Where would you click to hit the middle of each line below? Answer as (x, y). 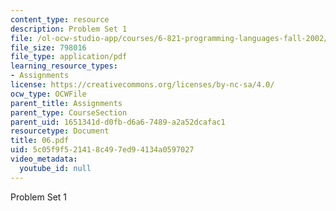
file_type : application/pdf (69, 57)
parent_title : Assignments (66, 103)
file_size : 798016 (48, 47)
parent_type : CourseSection (69, 112)
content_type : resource (60, 19)
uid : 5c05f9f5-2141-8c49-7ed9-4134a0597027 (102, 150)
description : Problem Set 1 (69, 29)
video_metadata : (44, 159)
